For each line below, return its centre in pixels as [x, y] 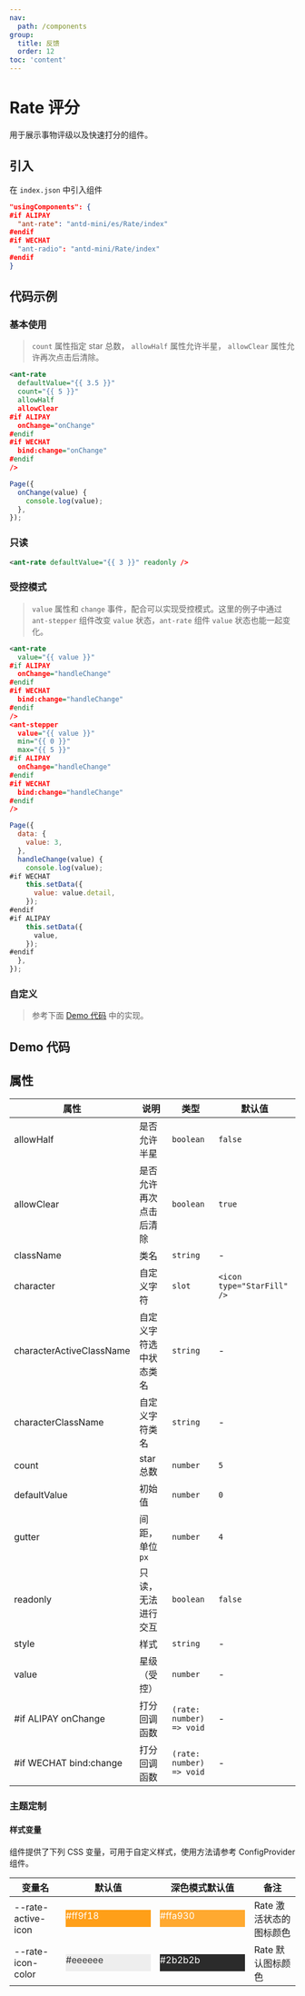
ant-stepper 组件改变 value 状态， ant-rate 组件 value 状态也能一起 [157, 620]
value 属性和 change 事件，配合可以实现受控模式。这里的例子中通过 [157, 609]
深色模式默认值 [203, 1888]
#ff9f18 [83, 1915]
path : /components [53, 26]
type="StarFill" [253, 1286]
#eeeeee [85, 1960]
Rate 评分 [44, 108]
